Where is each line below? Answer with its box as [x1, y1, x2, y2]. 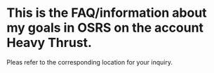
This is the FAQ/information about [6, 5, 208, 21]
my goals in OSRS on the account [6, 20, 204, 36]
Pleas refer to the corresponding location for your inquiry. [6, 58, 173, 66]
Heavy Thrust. [6, 35, 93, 51]
